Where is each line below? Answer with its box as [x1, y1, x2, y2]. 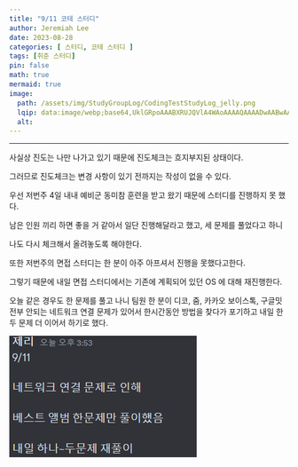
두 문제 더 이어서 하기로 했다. [9, 318, 109, 328]
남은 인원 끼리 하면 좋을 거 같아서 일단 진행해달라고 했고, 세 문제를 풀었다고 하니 [9, 220, 284, 231]
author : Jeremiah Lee [9, 23, 90, 33]
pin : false [9, 61, 50, 70]
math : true [9, 71, 50, 80]
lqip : [17, 107, 38, 117]
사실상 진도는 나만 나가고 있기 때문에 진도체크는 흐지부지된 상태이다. [9, 152, 244, 163]
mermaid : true [9, 80, 62, 89]
